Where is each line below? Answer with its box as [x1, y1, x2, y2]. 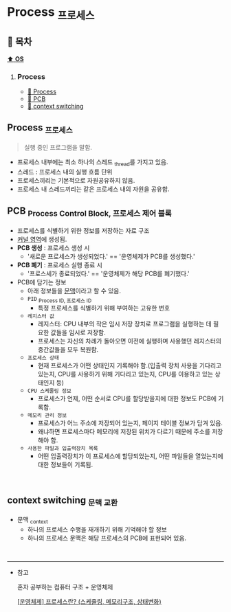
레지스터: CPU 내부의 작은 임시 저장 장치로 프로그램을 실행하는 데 [37, 320, 212, 328]
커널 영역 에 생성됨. [16, 235, 67, 243]
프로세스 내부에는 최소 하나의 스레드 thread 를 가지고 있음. [16, 157, 168, 168]
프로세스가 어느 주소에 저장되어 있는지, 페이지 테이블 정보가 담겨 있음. [37, 419, 223, 427]
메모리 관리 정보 [27, 412, 67, 419]
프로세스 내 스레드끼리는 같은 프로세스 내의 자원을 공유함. [16, 185, 170, 193]
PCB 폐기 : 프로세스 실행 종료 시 [16, 260, 103, 269]
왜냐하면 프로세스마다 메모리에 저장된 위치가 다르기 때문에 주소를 [37, 427, 211, 436]
